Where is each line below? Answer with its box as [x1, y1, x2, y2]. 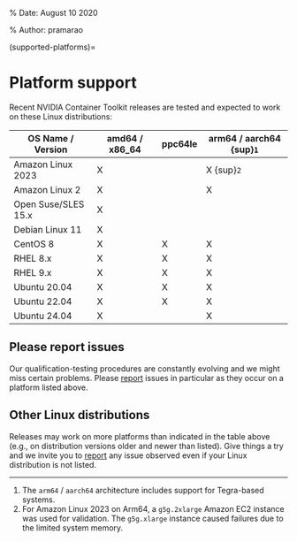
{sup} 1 [231, 143, 259, 156]
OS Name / [27, 132, 74, 144]
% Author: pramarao [9, 25, 84, 34]
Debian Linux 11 [13, 223, 82, 235]
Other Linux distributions [9, 408, 150, 423]
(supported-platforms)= [9, 42, 96, 52]
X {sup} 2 [206, 164, 241, 176]
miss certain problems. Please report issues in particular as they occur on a [9, 372, 285, 383]
